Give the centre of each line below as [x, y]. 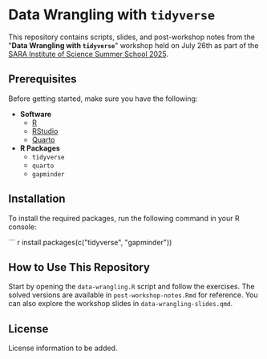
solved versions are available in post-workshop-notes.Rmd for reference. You [133, 295]
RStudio [45, 131]
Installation [37, 199]
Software [36, 114]
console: [23, 227]
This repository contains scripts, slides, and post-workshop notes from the [131, 37]
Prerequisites [42, 79]
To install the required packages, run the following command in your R [124, 218]
